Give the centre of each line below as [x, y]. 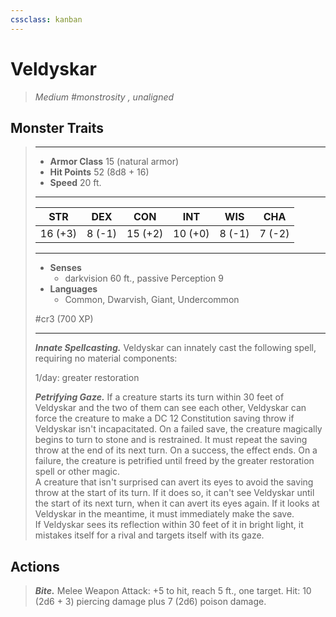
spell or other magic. [77, 472]
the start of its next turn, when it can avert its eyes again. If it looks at [177, 503]
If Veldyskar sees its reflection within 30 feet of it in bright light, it [169, 525]
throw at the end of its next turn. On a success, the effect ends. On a [176, 450]
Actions [35, 566]
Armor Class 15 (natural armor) [114, 162]
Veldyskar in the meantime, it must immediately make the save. [164, 514]
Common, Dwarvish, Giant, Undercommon [152, 300]
